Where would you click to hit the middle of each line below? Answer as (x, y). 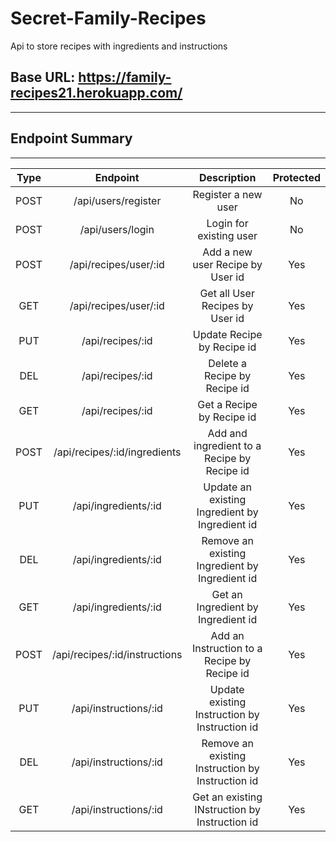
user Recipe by (227, 264)
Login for (227, 223)
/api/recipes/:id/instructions (117, 654)
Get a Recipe (227, 404)
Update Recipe (227, 334)
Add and (227, 433)
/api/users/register (117, 200)
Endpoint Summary (71, 138)
